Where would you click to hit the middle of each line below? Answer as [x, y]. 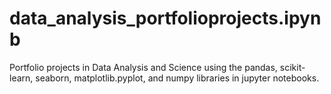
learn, [21, 78]
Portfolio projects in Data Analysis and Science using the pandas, [143, 67]
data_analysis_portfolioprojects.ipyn [165, 18]
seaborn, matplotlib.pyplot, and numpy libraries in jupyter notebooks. [177, 78]
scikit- [292, 67]
